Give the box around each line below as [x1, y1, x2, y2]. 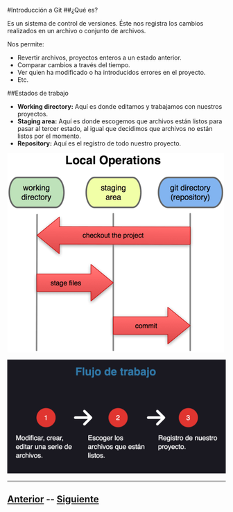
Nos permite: [7, 40, 44, 48]
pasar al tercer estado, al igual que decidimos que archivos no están [17, 125, 213, 132]
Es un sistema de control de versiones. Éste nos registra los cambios [7, 19, 204, 27]
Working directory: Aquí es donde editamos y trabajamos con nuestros [17, 103, 223, 110]
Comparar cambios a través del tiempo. [17, 61, 130, 69]
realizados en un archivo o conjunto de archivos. [7, 27, 146, 35]
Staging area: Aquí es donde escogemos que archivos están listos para [17, 117, 223, 125]
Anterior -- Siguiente [7, 493, 99, 505]
